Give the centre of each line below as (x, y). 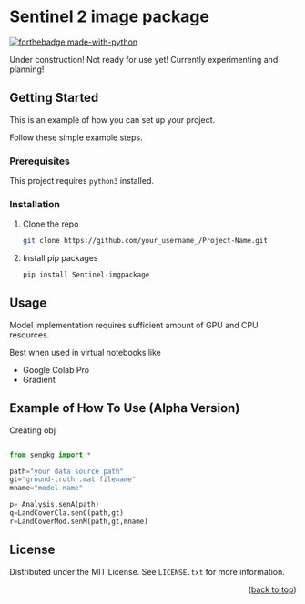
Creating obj (33, 430)
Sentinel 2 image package (109, 17)
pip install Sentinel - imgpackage (86, 275)
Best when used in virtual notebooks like (86, 352)
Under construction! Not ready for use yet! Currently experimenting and (144, 59)
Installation (35, 204)
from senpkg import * (51, 455)
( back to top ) (272, 589)
